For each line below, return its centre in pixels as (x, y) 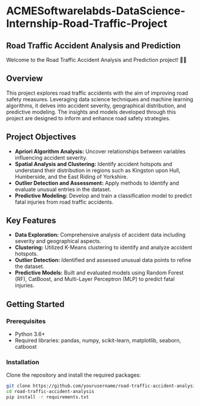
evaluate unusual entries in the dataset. (63, 189)
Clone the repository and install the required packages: (74, 375)
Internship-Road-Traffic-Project (87, 24)
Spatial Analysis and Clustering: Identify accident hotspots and (93, 164)
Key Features (31, 221)
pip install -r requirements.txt (48, 397)
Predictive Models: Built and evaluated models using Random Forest (99, 273)
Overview (25, 79)
